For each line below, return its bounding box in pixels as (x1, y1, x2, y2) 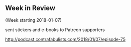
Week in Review (5, 4, 56, 12)
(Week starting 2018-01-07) (5, 17, 62, 23)
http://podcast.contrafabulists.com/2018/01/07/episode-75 (5, 36, 126, 42)
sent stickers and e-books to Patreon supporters (5, 27, 105, 33)
